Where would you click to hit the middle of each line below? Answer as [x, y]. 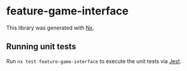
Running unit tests [41, 47]
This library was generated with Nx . [50, 28]
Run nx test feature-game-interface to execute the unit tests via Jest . [94, 61]
